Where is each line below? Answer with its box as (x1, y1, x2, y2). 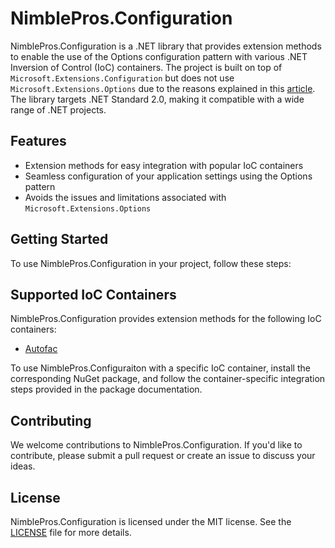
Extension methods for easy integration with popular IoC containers (24, 159, 304, 171)
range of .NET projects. (10, 103, 107, 116)
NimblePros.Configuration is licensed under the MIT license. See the (10, 516, 292, 527)
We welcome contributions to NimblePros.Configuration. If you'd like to (10, 439, 303, 451)
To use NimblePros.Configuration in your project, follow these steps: (10, 257, 292, 269)
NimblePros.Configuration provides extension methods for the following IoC (10, 313, 322, 325)
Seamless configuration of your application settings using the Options (24, 170, 313, 182)
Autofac (24, 343, 58, 355)
